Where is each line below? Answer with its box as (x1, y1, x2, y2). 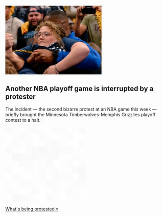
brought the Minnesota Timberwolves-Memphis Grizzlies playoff (19, 111, 156, 118)
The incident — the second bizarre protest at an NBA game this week (5, 106, 151, 112)
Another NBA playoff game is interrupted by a (5, 84, 154, 93)
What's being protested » (5, 206, 59, 212)
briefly (5, 111, 19, 118)
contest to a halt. (5, 117, 41, 123)
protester (5, 93, 36, 101)
